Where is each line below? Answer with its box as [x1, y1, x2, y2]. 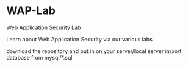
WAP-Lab [6, 4, 56, 18]
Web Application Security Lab [6, 24, 81, 31]
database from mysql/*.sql [6, 54, 73, 61]
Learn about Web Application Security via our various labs [6, 35, 153, 43]
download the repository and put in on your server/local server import [6, 47, 182, 55]
